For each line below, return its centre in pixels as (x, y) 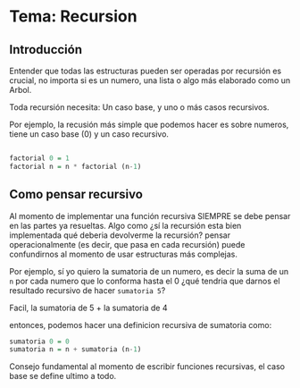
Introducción (46, 50)
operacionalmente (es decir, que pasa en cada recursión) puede (127, 244)
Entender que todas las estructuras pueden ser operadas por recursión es (146, 71)
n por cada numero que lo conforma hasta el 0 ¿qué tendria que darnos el (145, 281)
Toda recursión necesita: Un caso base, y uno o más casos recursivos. (139, 107)
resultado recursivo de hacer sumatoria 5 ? (87, 290)
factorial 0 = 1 (39, 158)
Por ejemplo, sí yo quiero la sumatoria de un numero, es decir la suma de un (149, 271)
